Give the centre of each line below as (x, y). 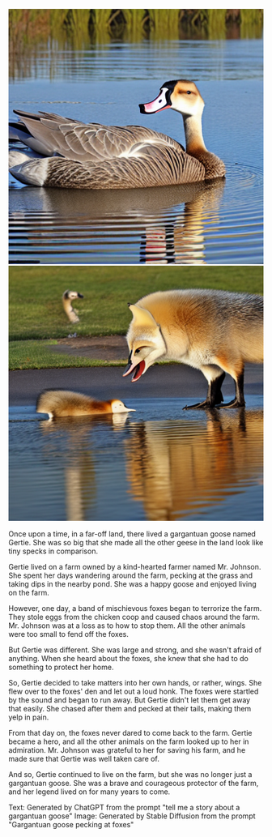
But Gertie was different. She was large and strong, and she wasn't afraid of (135, 650)
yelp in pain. (29, 717)
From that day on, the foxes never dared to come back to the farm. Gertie (130, 733)
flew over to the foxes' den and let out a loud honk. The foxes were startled (134, 691)
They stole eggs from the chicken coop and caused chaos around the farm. (134, 617)
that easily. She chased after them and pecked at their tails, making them (130, 709)
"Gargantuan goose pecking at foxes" (71, 824)
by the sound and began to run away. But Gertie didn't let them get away (130, 700)
